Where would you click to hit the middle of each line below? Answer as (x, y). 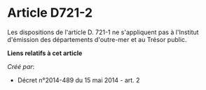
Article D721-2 (50, 13)
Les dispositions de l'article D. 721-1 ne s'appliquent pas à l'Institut (103, 32)
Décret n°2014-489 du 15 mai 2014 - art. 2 (78, 80)
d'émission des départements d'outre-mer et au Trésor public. (97, 39)
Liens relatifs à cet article (45, 53)
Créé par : (21, 66)
